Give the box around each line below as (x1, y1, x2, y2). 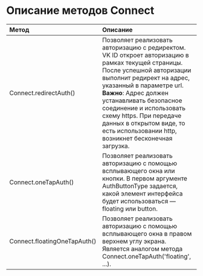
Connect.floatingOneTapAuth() (9, 237, 97, 245)
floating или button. (101, 204, 158, 212)
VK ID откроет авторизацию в (101, 51, 189, 59)
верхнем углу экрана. (101, 237, 167, 245)
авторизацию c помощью (101, 222, 177, 230)
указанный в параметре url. (101, 81, 184, 90)
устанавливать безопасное (101, 96, 182, 105)
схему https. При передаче (101, 111, 182, 120)
